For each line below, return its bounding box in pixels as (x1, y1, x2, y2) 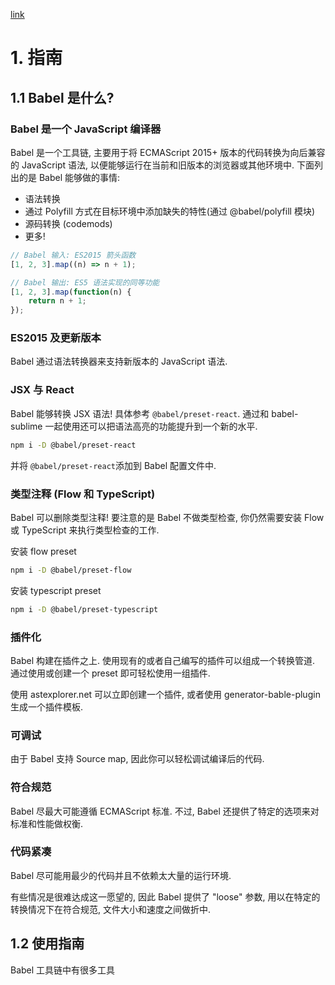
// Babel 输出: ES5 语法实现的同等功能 (10, 277, 160, 288)
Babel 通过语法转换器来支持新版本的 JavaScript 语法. (10, 355, 228, 368)
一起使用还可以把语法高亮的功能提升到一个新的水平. (44, 420, 258, 432)
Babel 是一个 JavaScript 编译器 (10, 122, 162, 136)
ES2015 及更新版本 (10, 331, 102, 345)
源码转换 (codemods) (24, 217, 113, 229)
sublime (10, 420, 43, 432)
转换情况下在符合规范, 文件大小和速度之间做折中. (10, 903, 212, 915)
